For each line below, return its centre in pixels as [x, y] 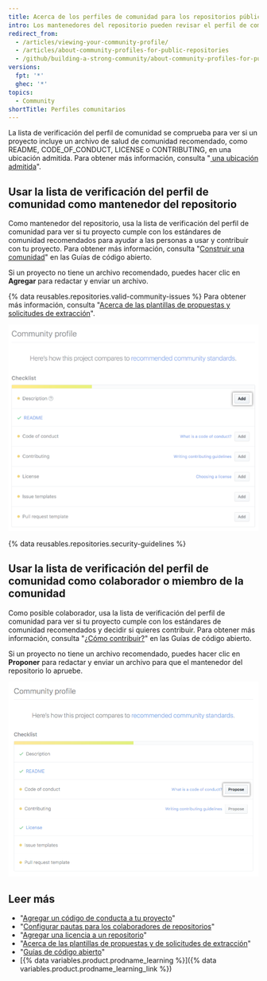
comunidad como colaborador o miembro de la [126, 581]
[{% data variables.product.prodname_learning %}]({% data [118, 960]
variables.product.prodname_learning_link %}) [96, 969]
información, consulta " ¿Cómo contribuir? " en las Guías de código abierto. [130, 638]
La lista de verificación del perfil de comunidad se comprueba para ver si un [133, 133]
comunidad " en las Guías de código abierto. [80, 257]
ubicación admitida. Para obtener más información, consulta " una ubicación [133, 158]
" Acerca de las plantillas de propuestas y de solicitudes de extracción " [135, 944]
